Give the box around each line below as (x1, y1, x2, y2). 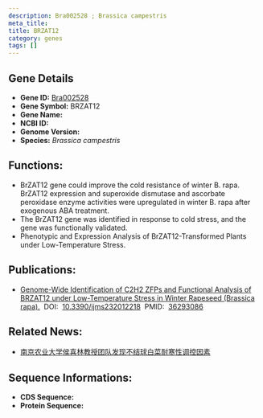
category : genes (8, 34, 63, 43)
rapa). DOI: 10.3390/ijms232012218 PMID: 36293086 (19, 301, 203, 311)
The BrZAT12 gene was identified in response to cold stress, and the (19, 214, 247, 223)
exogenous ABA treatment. (19, 206, 110, 215)
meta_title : (8, 19, 48, 27)
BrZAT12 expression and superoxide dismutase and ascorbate (19, 188, 225, 198)
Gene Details (8, 72, 74, 85)
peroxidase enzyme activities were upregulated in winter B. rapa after (19, 197, 251, 207)
